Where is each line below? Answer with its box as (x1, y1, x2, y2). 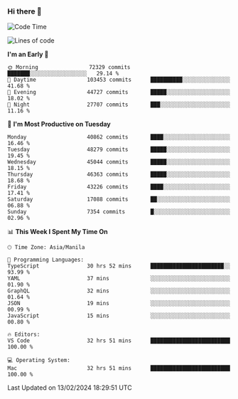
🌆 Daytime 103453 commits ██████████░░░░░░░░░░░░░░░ (7, 76, 231, 84)
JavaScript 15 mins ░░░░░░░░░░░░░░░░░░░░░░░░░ (7, 312, 231, 319)
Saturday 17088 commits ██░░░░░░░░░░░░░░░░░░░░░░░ (7, 196, 231, 203)
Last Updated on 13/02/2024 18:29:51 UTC (7, 383, 133, 392)
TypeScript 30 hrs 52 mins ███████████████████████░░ (7, 262, 231, 270)
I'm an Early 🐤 (7, 50, 49, 59)
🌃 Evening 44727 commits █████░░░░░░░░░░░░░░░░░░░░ (7, 89, 231, 96)
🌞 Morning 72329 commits (7, 64, 131, 71)
